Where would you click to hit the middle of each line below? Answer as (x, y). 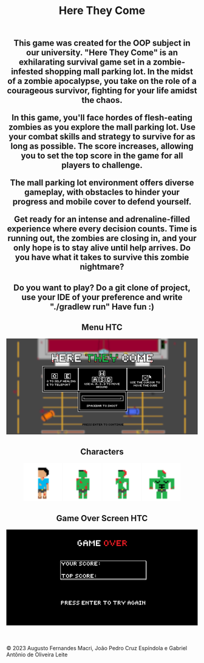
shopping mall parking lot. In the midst (119, 72)
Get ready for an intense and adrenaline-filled (102, 219)
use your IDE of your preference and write (102, 297)
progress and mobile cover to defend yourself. (102, 202)
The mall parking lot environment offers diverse (102, 183)
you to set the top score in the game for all (102, 156)
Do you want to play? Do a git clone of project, (102, 288)
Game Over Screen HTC (102, 518)
